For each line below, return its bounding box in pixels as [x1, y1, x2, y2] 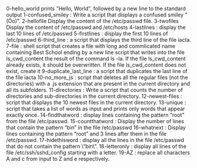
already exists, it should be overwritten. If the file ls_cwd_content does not [6, 61, 186, 68]
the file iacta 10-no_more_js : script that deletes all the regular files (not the [6, 74, 189, 81]
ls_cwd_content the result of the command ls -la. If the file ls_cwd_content [6, 55, 186, 62]
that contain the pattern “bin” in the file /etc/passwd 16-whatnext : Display [6, 124, 186, 131]
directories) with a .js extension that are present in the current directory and [6, 80, 191, 87]
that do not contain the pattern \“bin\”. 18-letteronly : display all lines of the [6, 143, 187, 150]
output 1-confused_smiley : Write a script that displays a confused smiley [6, 11, 184, 18]
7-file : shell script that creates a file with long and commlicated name [6, 42, 176, 50]
